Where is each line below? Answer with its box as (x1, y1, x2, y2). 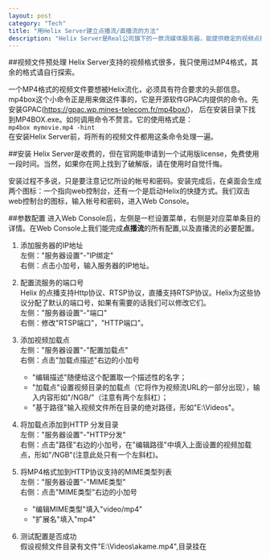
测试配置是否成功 (19, 532, 77, 541)
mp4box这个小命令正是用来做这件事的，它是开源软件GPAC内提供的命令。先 (8, 94, 259, 105)
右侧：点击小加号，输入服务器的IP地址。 (19, 261, 154, 271)
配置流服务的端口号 (19, 278, 84, 288)
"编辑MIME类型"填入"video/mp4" (31, 504, 143, 514)
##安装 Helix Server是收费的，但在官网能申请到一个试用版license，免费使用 (8, 149, 260, 159)
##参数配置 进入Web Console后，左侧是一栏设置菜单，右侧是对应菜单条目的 (8, 213, 261, 223)
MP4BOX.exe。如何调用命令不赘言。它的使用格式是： (14, 114, 193, 125)
